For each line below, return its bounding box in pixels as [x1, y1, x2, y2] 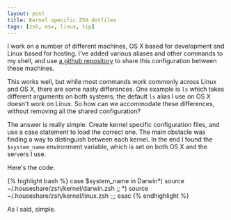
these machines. [7, 64, 55, 73]
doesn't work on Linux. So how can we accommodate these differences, [7, 100, 215, 108]
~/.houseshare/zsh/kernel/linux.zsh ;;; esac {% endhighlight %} [7, 192, 189, 200]
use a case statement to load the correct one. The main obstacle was [7, 128, 206, 136]
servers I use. [7, 150, 47, 158]
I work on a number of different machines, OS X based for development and [7, 42, 225, 51]
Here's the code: [7, 164, 56, 172]
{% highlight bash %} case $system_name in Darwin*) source [7, 177, 184, 185]
